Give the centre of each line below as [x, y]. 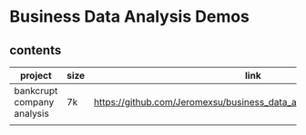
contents [36, 50]
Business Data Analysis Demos [130, 17]
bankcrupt [36, 91]
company [34, 102]
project [36, 76]
